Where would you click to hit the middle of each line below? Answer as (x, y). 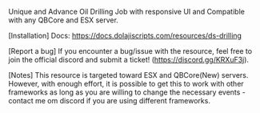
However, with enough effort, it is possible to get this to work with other (126, 84)
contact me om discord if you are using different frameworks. (109, 101)
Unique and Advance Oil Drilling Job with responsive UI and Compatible (127, 12)
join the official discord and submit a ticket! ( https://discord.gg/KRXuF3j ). (129, 60)
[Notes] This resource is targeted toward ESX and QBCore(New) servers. (128, 75)
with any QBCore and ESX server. (63, 20)
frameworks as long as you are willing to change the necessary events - (127, 92)
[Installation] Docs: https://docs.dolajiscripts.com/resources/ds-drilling (125, 36)
